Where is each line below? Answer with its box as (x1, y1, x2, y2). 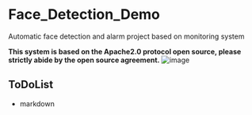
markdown (19, 98, 55, 108)
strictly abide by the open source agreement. (8, 55, 160, 65)
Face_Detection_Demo (8, 6, 161, 24)
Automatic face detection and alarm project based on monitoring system (8, 32, 245, 41)
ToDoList (8, 78, 54, 91)
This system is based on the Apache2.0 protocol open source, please (8, 46, 242, 56)
